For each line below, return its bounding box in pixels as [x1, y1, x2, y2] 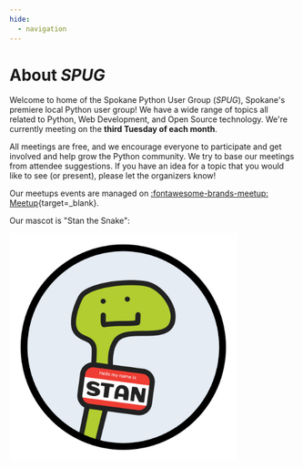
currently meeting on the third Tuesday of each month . [9, 124, 218, 135]
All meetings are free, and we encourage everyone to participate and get [9, 141, 282, 152]
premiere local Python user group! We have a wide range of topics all [9, 105, 268, 116]
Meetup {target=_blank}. [9, 198, 100, 209]
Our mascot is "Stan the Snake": [9, 215, 130, 227]
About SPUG [9, 65, 106, 86]
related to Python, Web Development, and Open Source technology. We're [9, 114, 288, 125]
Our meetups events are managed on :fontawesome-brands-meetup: [9, 188, 268, 199]
